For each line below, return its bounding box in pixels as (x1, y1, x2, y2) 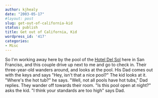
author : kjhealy (5, 7, 38, 12)
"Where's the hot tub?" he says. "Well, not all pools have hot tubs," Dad (5, 77, 148, 83)
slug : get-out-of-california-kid (5, 20, 73, 26)
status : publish (5, 25, 38, 30)
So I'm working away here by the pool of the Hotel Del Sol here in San (5, 56, 145, 62)
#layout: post (5, 16, 34, 21)
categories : (5, 39, 29, 44)
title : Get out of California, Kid (5, 30, 77, 34)
